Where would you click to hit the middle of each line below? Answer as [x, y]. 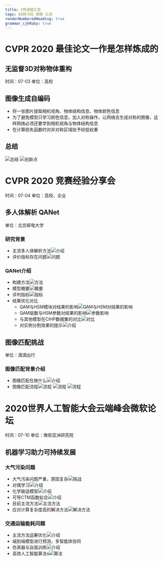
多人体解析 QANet [32, 212]
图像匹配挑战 [24, 342]
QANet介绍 [18, 270]
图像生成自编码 [28, 98]
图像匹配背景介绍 [25, 369]
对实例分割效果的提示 [41, 325]
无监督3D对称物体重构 [38, 68]
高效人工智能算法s [31, 554]
